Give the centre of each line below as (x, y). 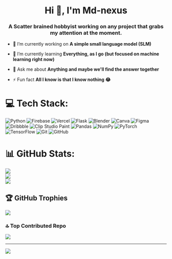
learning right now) (34, 59)
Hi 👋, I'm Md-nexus (86, 11)
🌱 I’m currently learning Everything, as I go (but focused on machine (86, 54)
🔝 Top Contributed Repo (36, 226)
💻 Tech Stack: (37, 103)
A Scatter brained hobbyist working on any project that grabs (86, 27)
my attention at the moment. (86, 33)
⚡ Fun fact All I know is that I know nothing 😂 (62, 79)
